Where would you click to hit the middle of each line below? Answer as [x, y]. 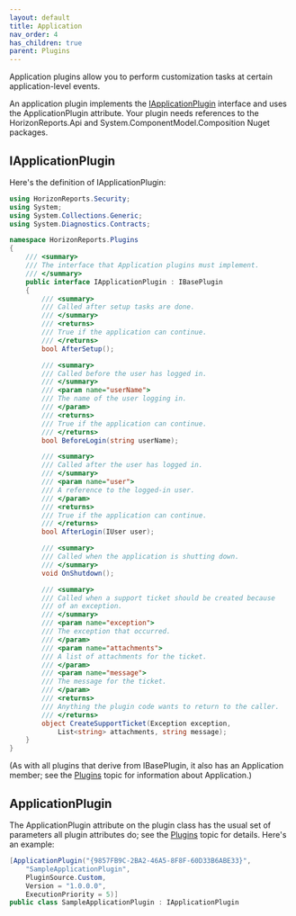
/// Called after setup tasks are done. [118, 307]
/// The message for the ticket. [104, 682]
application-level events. [55, 86]
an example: [32, 844]
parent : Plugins [40, 51]
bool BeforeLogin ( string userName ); [110, 440]
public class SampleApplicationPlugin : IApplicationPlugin [125, 903]
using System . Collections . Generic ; [76, 216]
